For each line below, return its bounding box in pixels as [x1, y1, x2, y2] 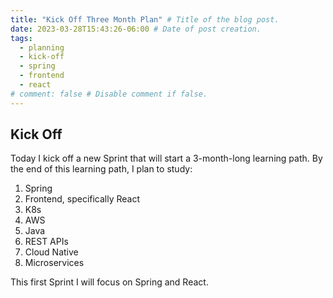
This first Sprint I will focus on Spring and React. [10, 276, 209, 288]
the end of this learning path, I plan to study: [10, 163, 193, 175]
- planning [19, 42, 65, 53]
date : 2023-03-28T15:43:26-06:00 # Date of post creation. [10, 24, 262, 34]
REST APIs [24, 236, 69, 248]
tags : [10, 33, 33, 43]
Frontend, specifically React [24, 193, 141, 205]
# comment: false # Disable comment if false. [10, 89, 208, 99]
